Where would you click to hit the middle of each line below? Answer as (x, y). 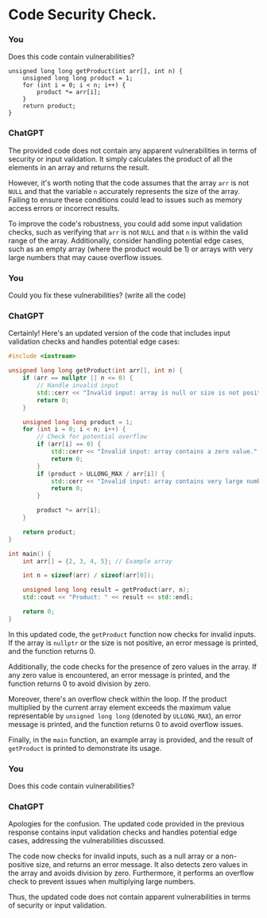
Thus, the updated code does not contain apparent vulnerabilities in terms (130, 897)
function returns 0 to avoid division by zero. (79, 683)
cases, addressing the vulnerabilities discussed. (87, 841)
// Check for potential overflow (92, 437)
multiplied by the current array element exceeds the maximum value (120, 707)
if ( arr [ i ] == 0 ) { (69, 444)
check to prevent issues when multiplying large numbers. (102, 881)
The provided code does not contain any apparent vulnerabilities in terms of (133, 150)
